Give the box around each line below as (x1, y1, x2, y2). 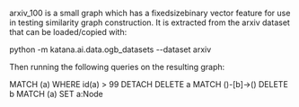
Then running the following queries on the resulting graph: (9, 62, 225, 72)
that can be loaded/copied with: (9, 27, 128, 37)
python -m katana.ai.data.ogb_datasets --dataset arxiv (9, 44, 212, 55)
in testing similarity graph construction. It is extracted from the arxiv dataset (9, 17, 290, 28)
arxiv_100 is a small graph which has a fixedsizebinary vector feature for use (9, 8, 291, 18)
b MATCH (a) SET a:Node (9, 89, 103, 99)
